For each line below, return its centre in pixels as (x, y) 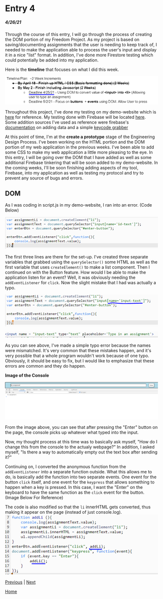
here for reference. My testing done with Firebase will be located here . (75, 117)
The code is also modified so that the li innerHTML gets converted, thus (78, 507)
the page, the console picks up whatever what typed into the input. (72, 432)
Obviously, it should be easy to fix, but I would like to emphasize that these (80, 361)
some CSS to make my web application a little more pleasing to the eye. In (79, 152)
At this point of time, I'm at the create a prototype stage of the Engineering (80, 137)
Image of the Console (27, 375)
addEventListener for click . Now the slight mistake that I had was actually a (81, 283)
